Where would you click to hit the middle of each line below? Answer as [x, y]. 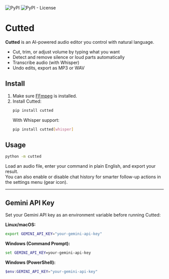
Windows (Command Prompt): [38, 243]
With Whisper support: [36, 120]
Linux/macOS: [21, 225]
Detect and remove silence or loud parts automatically [68, 57]
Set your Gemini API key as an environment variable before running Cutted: [83, 215]
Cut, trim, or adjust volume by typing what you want [66, 52]
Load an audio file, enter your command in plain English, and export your [80, 166]
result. [12, 172]
